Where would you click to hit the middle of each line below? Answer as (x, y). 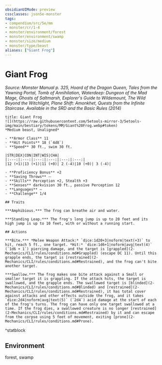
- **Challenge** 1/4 (26, 194)
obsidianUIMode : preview (30, 9)
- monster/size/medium (28, 41)
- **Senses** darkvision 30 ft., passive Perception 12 (62, 185)
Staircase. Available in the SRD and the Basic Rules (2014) (63, 108)
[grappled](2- (121, 249)
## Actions (16, 232)
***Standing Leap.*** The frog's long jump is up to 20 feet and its (77, 219)
